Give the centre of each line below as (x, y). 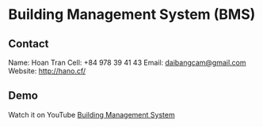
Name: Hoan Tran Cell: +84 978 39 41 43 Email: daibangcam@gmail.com (127, 62)
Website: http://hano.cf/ (47, 71)
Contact (29, 44)
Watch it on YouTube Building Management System (92, 114)
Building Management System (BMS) (132, 15)
